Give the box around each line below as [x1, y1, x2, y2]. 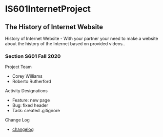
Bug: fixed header [12, 103, 48, 108]
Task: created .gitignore [12, 108, 60, 114]
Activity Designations [5, 88, 48, 94]
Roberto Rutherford [12, 79, 51, 85]
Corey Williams [12, 73, 43, 79]
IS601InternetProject [5, 3, 91, 15]
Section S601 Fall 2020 [5, 52, 61, 59]
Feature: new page [12, 97, 50, 103]
